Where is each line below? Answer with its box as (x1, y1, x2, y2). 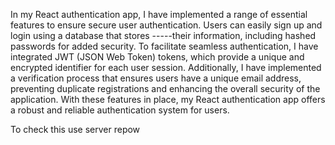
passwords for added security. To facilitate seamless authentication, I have (10, 40, 319, 52)
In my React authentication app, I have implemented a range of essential (10, 9, 308, 20)
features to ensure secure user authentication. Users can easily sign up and (10, 19, 323, 31)
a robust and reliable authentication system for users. (10, 104, 230, 116)
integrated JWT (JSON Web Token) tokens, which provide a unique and (10, 51, 305, 63)
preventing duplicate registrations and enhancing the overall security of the (10, 83, 321, 94)
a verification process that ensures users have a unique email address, (10, 72, 302, 84)
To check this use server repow (10, 124, 141, 135)
